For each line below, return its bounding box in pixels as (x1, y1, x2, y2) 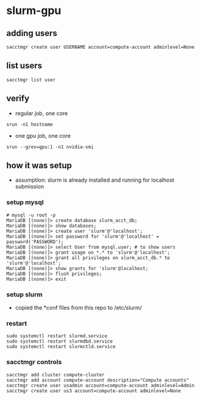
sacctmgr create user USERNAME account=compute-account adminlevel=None (6, 44, 195, 50)
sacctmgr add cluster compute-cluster (6, 371, 105, 378)
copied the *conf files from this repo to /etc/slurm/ (15, 304, 142, 312)
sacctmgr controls (6, 358, 62, 366)
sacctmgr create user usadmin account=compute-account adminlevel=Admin (6, 382, 195, 388)
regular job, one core (15, 109, 68, 116)
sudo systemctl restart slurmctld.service (6, 344, 116, 350)
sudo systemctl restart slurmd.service (6, 333, 108, 339)
